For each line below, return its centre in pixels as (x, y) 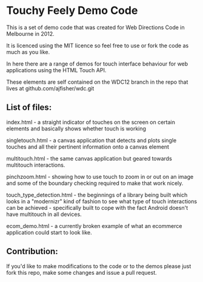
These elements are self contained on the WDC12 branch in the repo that (97, 82)
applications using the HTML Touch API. (56, 70)
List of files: (29, 108)
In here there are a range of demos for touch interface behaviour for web (97, 64)
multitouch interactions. (36, 165)
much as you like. (28, 52)
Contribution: (32, 251)
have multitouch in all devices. (44, 214)
